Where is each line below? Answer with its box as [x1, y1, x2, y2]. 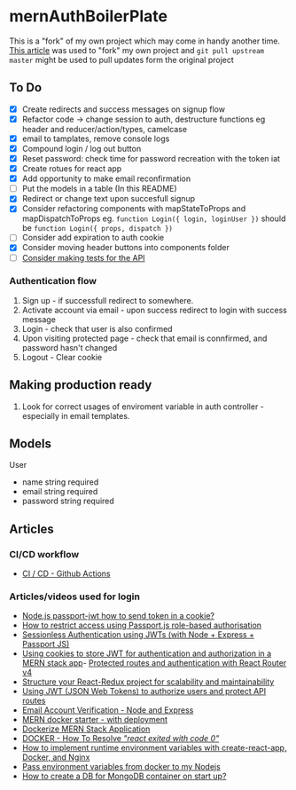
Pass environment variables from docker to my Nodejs [21, 762, 222, 772]
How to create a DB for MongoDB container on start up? [21, 770, 227, 782]
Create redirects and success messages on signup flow [21, 104, 226, 115]
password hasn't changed [21, 342, 118, 352]
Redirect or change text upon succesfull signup [21, 194, 196, 204]
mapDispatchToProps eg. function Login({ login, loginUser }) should [21, 213, 286, 224]
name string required [21, 477, 99, 487]
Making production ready [9, 377, 152, 392]
